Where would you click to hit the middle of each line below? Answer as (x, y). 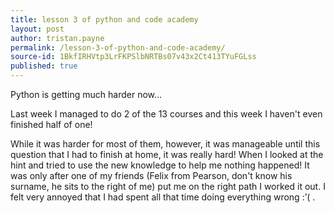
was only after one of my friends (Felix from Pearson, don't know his (151, 175)
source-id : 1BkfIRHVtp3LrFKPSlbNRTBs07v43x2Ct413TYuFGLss (133, 57)
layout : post (37, 29)
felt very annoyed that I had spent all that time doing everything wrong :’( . (163, 197)
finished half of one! (51, 124)
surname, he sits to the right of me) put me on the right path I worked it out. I (168, 186)
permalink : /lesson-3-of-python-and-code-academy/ (118, 47)
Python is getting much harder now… (86, 94)
